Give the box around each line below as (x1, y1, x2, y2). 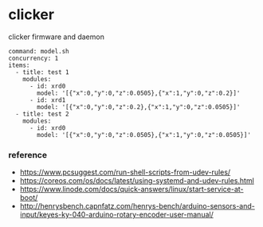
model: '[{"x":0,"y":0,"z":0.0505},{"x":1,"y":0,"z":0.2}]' (37, 89, 241, 97)
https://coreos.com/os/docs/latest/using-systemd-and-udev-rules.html (19, 176, 255, 186)
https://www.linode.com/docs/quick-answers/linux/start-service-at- (19, 185, 244, 194)
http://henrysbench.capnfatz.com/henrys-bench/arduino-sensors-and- (19, 202, 255, 211)
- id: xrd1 (29, 96, 66, 104)
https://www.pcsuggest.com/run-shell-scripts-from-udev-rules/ (19, 167, 231, 177)
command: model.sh (8, 47, 69, 55)
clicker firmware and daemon (8, 32, 105, 41)
